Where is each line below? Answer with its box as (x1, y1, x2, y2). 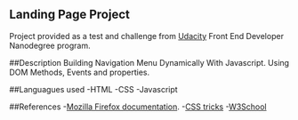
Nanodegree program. (9, 40, 91, 51)
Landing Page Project (9, 7, 131, 22)
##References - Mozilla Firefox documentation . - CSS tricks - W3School (9, 101, 267, 112)
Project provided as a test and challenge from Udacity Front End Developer (9, 30, 285, 41)
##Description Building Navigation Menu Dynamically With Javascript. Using (9, 57, 290, 68)
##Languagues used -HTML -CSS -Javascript (9, 84, 178, 94)
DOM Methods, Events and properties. (9, 67, 150, 77)
